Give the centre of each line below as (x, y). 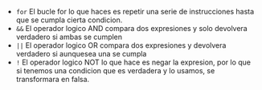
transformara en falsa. (53, 79)
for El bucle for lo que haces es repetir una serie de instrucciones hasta (135, 12)
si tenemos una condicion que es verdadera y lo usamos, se (115, 70)
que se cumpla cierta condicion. (69, 20)
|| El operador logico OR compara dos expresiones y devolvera (121, 45)
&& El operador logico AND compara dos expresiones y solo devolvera (131, 28)
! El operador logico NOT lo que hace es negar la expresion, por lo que (133, 62)
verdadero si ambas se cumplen (69, 37)
